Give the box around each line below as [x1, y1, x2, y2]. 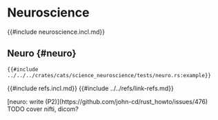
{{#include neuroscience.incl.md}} [7, 28, 106, 36]
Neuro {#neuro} [7, 48, 77, 59]
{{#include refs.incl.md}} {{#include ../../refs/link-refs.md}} [7, 84, 174, 92]
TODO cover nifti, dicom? [7, 105, 79, 113]
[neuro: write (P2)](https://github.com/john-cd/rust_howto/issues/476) [7, 97, 208, 106]
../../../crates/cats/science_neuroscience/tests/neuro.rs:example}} [7, 72, 212, 79]
